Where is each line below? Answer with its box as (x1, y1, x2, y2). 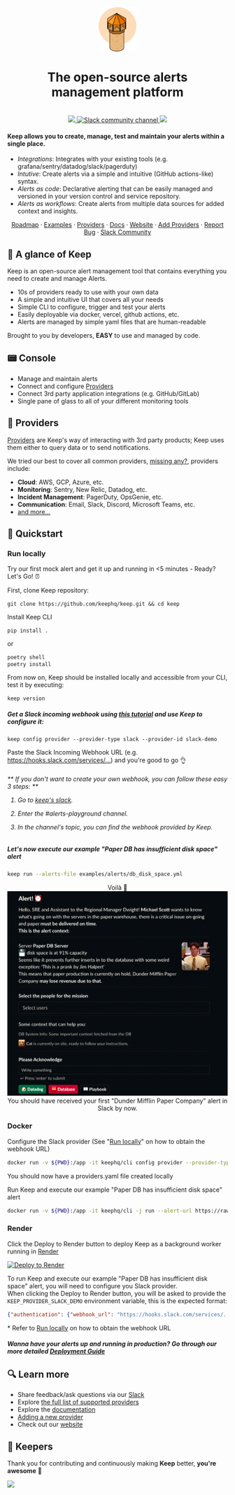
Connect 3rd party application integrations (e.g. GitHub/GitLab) (17, 389, 199, 398)
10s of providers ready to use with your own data (17, 288, 159, 296)
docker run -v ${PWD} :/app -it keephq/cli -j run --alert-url (7, 1207, 192, 1214)
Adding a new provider (17, 1413, 84, 1421)
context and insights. (17, 207, 78, 216)
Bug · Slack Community (83, 228, 152, 237)
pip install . (7, 627, 49, 635)
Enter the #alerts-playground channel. (17, 809, 128, 818)
